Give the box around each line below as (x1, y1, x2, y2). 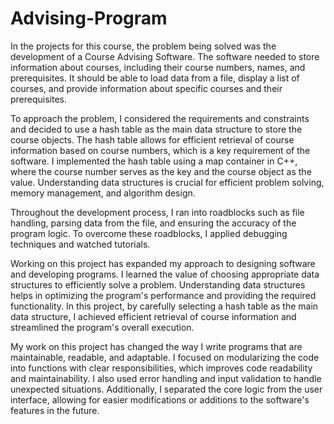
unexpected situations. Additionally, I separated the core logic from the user (10, 383, 323, 395)
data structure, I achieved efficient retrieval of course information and (10, 310, 297, 322)
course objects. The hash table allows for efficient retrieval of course (10, 133, 295, 146)
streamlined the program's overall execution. (10, 321, 195, 333)
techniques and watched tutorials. (10, 238, 151, 250)
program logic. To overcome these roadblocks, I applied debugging (10, 227, 288, 239)
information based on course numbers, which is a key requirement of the (10, 144, 311, 156)
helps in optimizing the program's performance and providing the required (10, 289, 317, 301)
